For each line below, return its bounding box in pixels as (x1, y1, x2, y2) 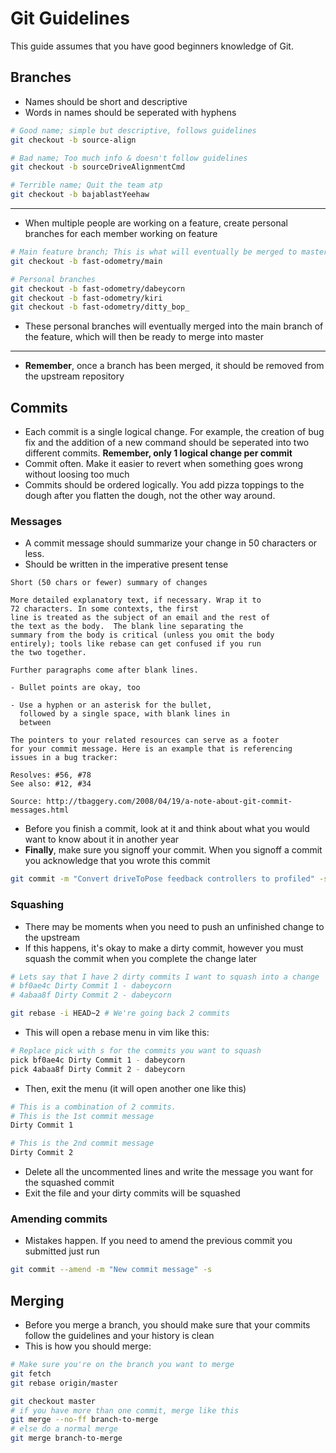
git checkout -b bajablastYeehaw (10, 190, 150, 200)
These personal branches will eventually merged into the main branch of (24, 320, 324, 332)
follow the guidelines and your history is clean (24, 1330, 215, 1342)
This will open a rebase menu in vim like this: (24, 1027, 210, 1039)
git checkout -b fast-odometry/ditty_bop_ (10, 302, 190, 312)
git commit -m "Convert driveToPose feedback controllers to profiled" (10, 874, 315, 884)
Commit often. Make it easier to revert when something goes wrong (24, 458, 304, 470)
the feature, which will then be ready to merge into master (24, 331, 264, 343)
